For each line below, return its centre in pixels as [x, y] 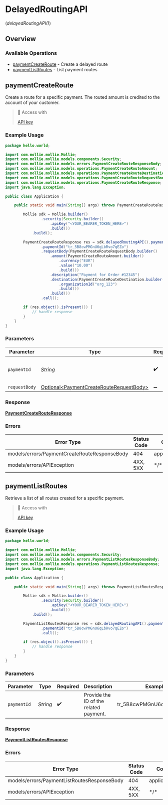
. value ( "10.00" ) [76, 265]
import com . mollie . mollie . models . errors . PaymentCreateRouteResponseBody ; [84, 164]
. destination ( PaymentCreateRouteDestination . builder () [108, 280]
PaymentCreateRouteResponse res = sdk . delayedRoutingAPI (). [87, 242]
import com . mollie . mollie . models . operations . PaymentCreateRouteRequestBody [86, 178]
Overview [21, 39]
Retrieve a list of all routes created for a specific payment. [65, 498]
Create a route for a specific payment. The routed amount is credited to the [82, 97]
